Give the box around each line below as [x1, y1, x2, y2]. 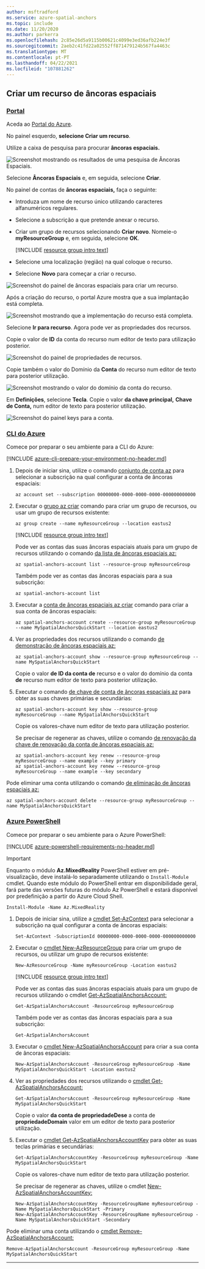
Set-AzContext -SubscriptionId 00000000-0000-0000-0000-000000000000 [15, 933, 196, 939]
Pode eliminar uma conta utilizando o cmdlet [6, 1227, 118, 1235]
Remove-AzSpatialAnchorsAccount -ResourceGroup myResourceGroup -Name [6, 1246, 190, 1252]
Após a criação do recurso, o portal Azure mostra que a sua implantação [6, 294, 189, 301]
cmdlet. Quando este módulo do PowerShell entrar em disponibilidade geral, [6, 880, 198, 887]
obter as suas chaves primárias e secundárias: [15, 695, 132, 702]
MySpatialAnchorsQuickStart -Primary [29, 1206, 125, 1212]
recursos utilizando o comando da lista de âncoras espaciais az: [15, 550, 177, 557]
